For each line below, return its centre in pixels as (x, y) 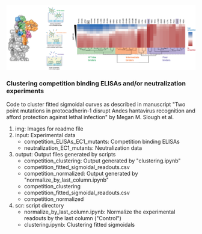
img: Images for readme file (49, 129)
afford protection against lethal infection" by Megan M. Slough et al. (90, 117)
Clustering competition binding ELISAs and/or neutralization (96, 84)
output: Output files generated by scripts (65, 154)
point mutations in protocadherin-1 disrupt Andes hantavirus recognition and (101, 111)
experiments (25, 91)
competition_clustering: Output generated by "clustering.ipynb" (103, 161)
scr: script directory (39, 205)
